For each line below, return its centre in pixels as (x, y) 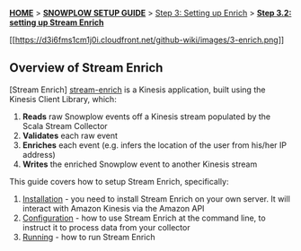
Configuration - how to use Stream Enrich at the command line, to (144, 218)
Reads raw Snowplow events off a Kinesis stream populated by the (146, 117)
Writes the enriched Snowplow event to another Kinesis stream (140, 164)
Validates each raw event (70, 135)
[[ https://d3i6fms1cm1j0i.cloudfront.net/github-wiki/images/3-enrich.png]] (147, 40)
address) (39, 154)
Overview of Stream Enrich (86, 68)
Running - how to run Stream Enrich (89, 237)
